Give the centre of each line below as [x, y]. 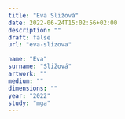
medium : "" [26, 81]
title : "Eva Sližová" [44, 15]
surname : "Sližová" [40, 67]
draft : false [29, 37]
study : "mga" [29, 103]
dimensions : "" [33, 88]
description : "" [35, 30]
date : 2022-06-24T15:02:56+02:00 [63, 23]
